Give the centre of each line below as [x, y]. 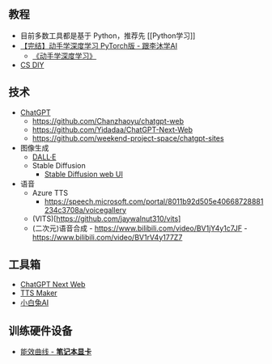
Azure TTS [50, 193]
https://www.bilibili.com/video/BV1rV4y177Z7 [107, 237]
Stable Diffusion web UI [83, 174]
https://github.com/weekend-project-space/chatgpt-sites [128, 138]
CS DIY [32, 65]
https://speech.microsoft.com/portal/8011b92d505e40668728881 [154, 201]
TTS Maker [39, 293]
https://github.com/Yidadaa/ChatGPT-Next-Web [112, 129]
